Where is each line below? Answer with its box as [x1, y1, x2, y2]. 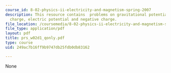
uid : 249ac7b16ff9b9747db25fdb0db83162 [5, 45, 90, 50]
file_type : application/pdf [5, 26, 65, 31]
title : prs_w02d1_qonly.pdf [5, 36, 65, 41]
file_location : [5, 21, 38, 27]
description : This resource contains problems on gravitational [5, 12, 147, 17]
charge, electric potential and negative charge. [10, 17, 117, 22]
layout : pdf [5, 31, 31, 36]
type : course [5, 40, 33, 45]
